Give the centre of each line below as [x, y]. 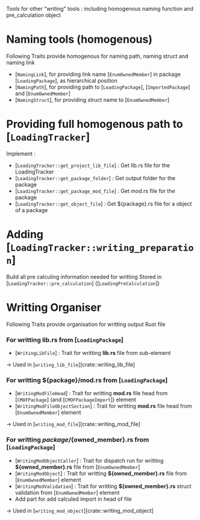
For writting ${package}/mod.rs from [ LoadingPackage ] [87, 380]
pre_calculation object [34, 15]
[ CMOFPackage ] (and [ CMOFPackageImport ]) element [76, 399]
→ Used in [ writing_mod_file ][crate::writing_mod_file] [73, 424]
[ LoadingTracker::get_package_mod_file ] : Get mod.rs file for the [95, 191]
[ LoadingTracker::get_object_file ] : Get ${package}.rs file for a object [103, 204]
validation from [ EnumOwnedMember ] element [67, 492]
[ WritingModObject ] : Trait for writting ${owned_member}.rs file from [101, 473]
